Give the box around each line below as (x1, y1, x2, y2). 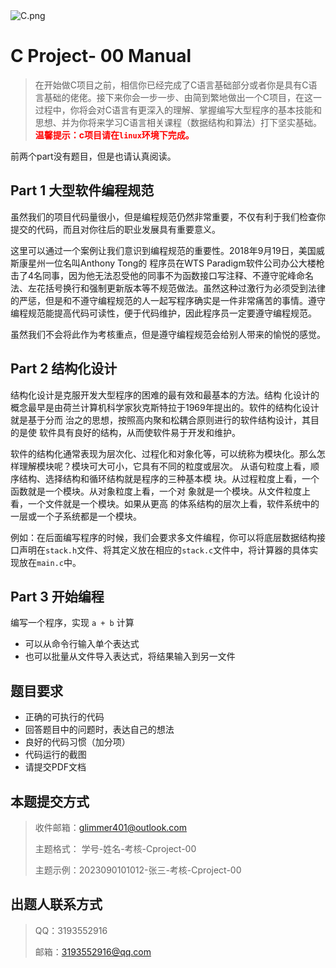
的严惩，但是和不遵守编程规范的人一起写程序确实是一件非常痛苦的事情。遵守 (10, 294, 326, 306)
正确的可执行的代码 (24, 711, 105, 723)
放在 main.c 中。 (18, 556, 82, 568)
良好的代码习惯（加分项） (24, 736, 131, 748)
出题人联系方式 (10, 896, 103, 913)
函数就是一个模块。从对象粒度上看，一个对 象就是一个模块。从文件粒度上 (10, 485, 311, 497)
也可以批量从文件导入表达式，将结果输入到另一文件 (24, 650, 236, 663)
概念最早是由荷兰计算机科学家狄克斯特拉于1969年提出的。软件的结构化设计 (10, 401, 320, 413)
